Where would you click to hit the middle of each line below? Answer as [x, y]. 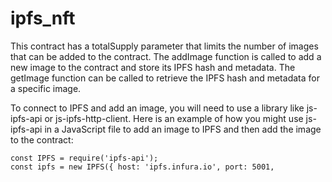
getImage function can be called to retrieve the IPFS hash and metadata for [165, 78]
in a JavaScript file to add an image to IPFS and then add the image [183, 129]
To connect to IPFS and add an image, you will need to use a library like [157, 108]
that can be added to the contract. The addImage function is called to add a [166, 56]
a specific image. [46, 88]
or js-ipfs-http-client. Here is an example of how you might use [174, 118]
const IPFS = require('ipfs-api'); [84, 158]
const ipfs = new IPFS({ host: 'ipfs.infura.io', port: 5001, [142, 167]
